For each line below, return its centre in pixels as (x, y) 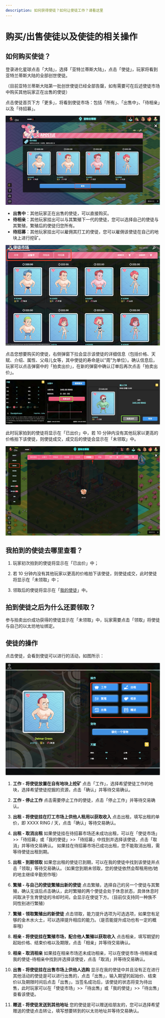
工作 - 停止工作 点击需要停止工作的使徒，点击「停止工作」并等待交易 (82, 800)
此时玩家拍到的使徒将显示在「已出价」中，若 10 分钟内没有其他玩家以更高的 (82, 433)
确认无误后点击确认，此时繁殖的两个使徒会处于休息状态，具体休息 (88, 891)
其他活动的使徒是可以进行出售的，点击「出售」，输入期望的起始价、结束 (84, 976)
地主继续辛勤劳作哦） (38, 874)
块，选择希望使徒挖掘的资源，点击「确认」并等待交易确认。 (73, 790)
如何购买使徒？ (28, 57)
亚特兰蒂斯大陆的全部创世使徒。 (38, 75)
